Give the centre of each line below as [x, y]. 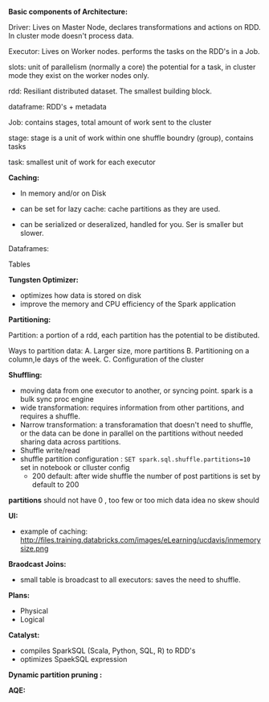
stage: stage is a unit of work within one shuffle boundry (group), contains [131, 138]
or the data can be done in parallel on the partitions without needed [131, 433]
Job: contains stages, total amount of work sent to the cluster [110, 122]
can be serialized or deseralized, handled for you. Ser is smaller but [131, 224]
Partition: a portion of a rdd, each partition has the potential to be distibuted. [134, 335]
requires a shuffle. [50, 416]
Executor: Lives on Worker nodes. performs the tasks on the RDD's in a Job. [134, 51]
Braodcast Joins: [37, 564]
